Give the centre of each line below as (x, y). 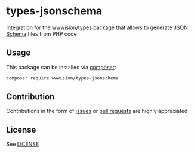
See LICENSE (23, 144)
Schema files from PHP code (42, 33)
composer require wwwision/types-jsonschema (62, 78)
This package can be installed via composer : (61, 67)
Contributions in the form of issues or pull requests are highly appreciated (97, 111)
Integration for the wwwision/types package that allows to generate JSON (97, 27)
